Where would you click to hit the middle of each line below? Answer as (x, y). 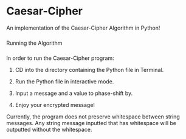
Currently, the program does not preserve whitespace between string (93, 117)
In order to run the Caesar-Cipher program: (60, 58)
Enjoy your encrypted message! (55, 105)
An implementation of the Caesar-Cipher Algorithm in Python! (83, 28)
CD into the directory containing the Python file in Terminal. (89, 69)
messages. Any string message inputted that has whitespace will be (91, 123)
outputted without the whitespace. (49, 129)
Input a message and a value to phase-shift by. (74, 93)
